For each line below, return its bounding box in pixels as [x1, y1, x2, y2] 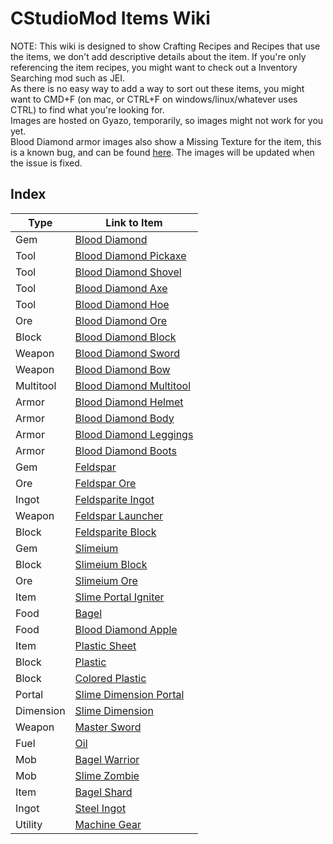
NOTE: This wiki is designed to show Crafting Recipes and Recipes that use [10, 40, 321, 52]
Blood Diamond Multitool [74, 378, 192, 392]
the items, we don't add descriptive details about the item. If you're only [10, 50, 307, 62]
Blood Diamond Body [74, 411, 175, 425]
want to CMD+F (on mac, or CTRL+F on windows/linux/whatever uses [10, 93, 298, 105]
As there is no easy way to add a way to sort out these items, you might [10, 82, 305, 94]
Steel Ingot [74, 801, 127, 815]
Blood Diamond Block [74, 330, 177, 344]
